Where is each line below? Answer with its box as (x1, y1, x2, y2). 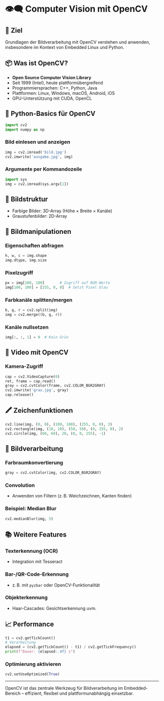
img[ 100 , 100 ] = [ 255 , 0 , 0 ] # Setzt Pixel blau (5, 285, 108, 290)
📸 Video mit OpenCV (5, 348, 69, 357)
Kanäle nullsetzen (5, 323, 49, 330)
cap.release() (5, 392, 34, 397)
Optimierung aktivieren (5, 661, 61, 668)
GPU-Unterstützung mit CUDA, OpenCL (12, 95, 92, 101)
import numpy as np (5, 127, 45, 132)
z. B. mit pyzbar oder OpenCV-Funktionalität (12, 582, 100, 588)
